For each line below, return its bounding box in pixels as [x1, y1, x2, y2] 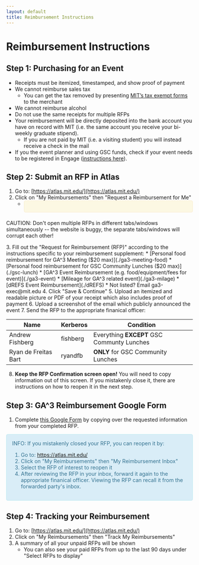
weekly [14, 129, 33, 137]
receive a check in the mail [23, 142, 89, 149]
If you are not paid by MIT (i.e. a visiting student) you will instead [23, 136, 182, 143]
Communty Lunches [93, 338, 150, 347]
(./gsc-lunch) [6, 269, 38, 276]
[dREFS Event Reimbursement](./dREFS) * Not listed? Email [6, 281, 150, 288]
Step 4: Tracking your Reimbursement [6, 511, 150, 521]
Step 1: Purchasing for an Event [6, 64, 124, 74]
